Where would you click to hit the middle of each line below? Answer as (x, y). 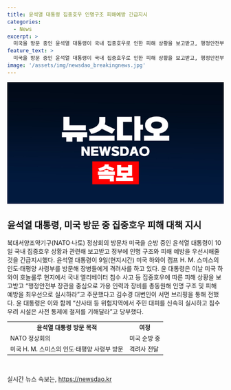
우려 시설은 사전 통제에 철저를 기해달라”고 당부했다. (76, 312)
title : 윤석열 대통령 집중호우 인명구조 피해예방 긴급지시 (77, 14)
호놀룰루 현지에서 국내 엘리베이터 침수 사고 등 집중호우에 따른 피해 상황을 (117, 277)
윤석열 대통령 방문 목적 (67, 327)
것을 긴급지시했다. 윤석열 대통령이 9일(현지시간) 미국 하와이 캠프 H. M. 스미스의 (113, 260)
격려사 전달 (144, 349)
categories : (24, 22)
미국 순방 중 (145, 338)
